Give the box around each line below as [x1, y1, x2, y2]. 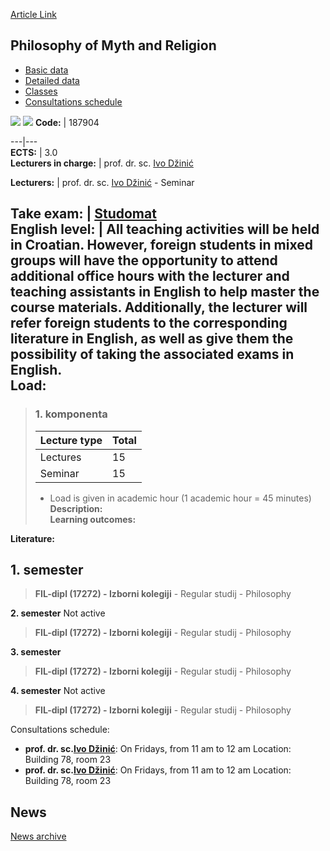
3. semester [10, 646, 62, 658]
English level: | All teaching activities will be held [10, 221, 320, 238]
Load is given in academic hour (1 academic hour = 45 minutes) [49, 492, 312, 504]
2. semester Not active [10, 607, 106, 619]
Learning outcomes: [49, 513, 137, 525]
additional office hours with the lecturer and [10, 268, 290, 285]
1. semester [10, 561, 84, 578]
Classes [24, 85, 58, 97]
